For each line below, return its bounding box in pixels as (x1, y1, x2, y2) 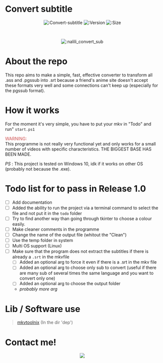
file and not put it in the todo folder (12, 210, 82, 216)
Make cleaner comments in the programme (12, 226, 99, 232)
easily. (12, 221, 25, 227)
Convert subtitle (5, 3, 72, 15)
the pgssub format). (5, 87, 46, 94)
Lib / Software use (5, 303, 81, 315)
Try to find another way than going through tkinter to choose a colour (12, 216, 152, 221)
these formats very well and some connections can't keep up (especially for (5, 82, 158, 88)
